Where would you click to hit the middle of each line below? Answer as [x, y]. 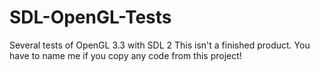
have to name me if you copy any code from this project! [125, 55]
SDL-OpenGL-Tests [90, 17]
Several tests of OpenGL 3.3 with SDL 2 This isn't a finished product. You [160, 45]
